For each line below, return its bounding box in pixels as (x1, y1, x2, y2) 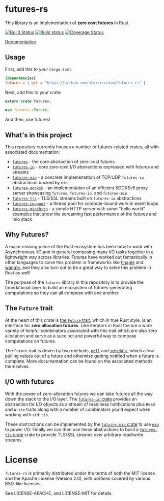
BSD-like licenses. (5, 481, 42, 487)
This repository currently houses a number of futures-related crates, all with (5, 144, 159, 150)
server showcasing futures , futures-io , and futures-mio (12, 190, 128, 196)
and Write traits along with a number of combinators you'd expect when (5, 406, 151, 412)
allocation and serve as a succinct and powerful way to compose (5, 333, 137, 338)
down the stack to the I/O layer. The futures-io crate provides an (5, 396, 137, 402)
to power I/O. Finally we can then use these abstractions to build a (5, 426, 139, 432)
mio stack (12, 216, 32, 222)
